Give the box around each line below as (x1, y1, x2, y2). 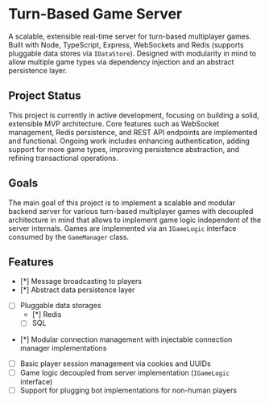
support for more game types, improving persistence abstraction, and (8, 144, 240, 154)
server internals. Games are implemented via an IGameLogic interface (8, 223, 237, 233)
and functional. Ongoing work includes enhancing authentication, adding (8, 136, 250, 146)
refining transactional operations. (8, 153, 118, 162)
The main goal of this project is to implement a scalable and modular (8, 198, 236, 208)
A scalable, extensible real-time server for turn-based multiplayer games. (8, 31, 252, 41)
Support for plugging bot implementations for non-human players (19, 385, 238, 395)
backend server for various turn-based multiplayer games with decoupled (8, 206, 254, 216)
